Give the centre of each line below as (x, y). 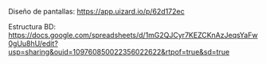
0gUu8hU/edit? (33, 43)
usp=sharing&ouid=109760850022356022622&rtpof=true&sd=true (119, 52)
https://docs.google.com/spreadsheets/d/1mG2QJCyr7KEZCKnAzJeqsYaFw (133, 35)
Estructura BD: (32, 26)
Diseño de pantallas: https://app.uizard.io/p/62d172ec (96, 11)
